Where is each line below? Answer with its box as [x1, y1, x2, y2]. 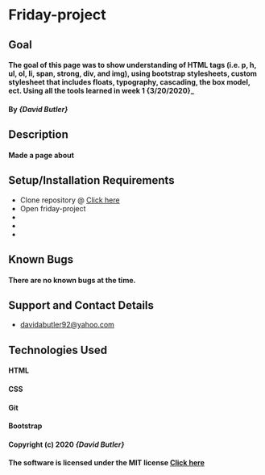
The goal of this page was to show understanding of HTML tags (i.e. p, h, [8, 60, 257, 70]
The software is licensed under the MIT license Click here [8, 458, 205, 468]
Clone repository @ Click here [19, 195, 120, 205]
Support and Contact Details [8, 298, 155, 312]
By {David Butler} [8, 104, 68, 114]
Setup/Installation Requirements [8, 173, 175, 187]
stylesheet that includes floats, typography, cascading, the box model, [8, 77, 251, 87]
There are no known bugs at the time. [8, 275, 136, 285]
